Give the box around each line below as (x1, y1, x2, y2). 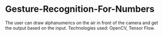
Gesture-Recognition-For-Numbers (5, 3, 155, 15)
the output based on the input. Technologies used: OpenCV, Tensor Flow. (5, 25, 155, 31)
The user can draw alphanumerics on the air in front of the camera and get (5, 20, 158, 26)
